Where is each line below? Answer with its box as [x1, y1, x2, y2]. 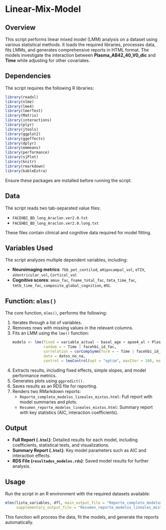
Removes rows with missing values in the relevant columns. [12, 325, 133, 331]
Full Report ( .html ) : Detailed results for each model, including [12, 437, 138, 443]
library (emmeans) [5, 145, 41, 150]
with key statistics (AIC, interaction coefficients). [19, 409, 119, 415]
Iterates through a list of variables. [12, 320, 83, 326]
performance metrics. [12, 372, 57, 378]
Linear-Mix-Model [5, 3, 82, 15]
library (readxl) [5, 94, 39, 100]
